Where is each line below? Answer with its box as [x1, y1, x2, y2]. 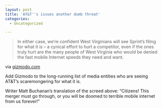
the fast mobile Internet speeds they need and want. [17, 54, 124, 60]
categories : [5, 16, 30, 21]
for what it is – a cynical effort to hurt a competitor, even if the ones [17, 44, 154, 50]
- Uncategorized [9, 21, 43, 26]
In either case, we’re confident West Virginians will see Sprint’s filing [17, 39, 157, 45]
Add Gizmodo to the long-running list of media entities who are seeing [5, 73, 148, 79]
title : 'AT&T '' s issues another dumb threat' [5, 12, 100, 17]
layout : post [5, 7, 32, 12]
